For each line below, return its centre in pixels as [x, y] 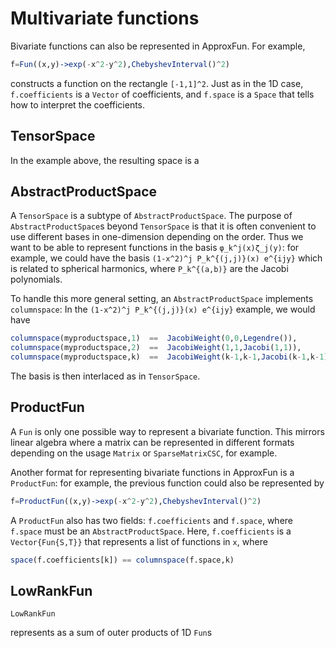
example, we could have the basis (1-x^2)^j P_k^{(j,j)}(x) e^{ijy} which [166, 258]
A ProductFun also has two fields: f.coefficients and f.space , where [151, 520]
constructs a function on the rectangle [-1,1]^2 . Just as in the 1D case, [157, 83]
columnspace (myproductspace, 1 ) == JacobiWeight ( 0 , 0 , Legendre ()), [154, 338]
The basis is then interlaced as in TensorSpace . [105, 376]
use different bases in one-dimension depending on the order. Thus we [157, 237]
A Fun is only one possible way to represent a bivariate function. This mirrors [167, 431]
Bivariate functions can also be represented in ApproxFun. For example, [158, 46]
